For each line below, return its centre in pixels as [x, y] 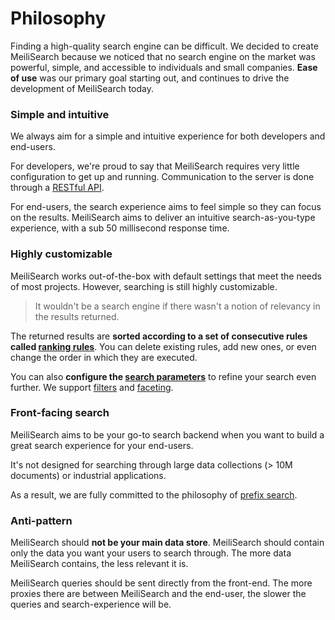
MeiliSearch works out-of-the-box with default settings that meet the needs [166, 276]
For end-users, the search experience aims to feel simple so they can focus [166, 207]
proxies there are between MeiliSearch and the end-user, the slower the [158, 594]
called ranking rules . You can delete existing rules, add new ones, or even [163, 346]
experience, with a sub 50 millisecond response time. [120, 228]
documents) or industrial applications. [88, 475]
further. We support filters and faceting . [92, 387]
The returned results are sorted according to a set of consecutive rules [159, 336]
